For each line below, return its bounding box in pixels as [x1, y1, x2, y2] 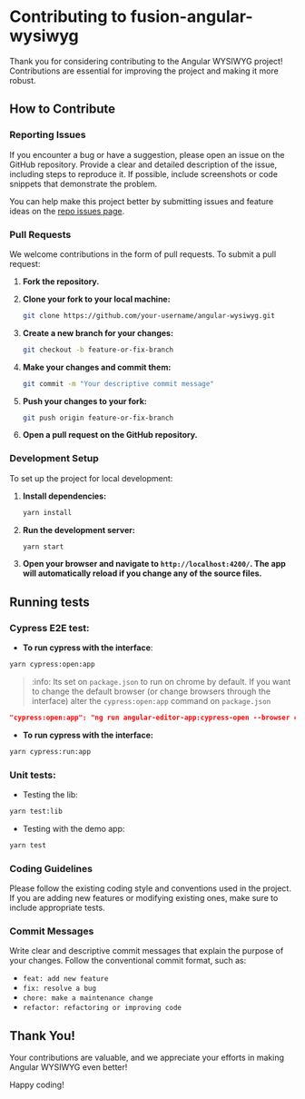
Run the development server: [22, 524, 136, 535]
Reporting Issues [9, 129, 86, 142]
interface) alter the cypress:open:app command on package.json [31, 696, 271, 707]
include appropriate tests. [9, 902, 106, 914]
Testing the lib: [22, 789, 79, 800]
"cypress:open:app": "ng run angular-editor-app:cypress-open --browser [9, 713, 290, 723]
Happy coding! [9, 1079, 65, 1091]
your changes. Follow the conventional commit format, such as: [9, 955, 247, 966]
